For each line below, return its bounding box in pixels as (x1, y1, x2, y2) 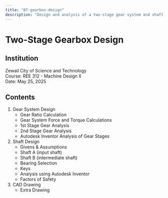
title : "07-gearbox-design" (5, 7, 65, 13)
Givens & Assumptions (20, 144, 67, 150)
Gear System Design (12, 106, 55, 112)
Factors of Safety (20, 176, 57, 182)
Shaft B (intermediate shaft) (20, 155, 78, 161)
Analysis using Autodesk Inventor (20, 171, 90, 177)
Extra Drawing (20, 187, 50, 193)
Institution (5, 54, 39, 63)
